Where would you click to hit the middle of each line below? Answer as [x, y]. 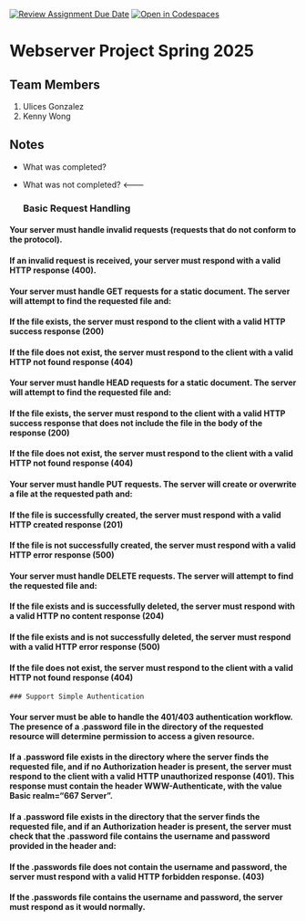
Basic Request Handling [76, 208]
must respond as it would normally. [77, 907]
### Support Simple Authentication [77, 697]
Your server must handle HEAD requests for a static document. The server [153, 382]
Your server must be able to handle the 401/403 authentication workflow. [151, 717]
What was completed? [65, 167]
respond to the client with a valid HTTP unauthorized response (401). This [152, 777]
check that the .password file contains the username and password [140, 836]
